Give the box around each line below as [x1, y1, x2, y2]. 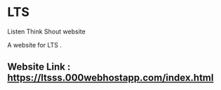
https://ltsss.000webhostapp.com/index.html [7, 72, 214, 84]
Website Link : [7, 61, 71, 73]
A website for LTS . [7, 40, 62, 49]
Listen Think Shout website [7, 27, 86, 36]
